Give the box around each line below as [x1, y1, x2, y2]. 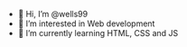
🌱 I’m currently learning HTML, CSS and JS [17, 28, 179, 38]
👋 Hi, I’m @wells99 [17, 9, 89, 19]
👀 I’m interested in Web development [17, 18, 155, 29]
